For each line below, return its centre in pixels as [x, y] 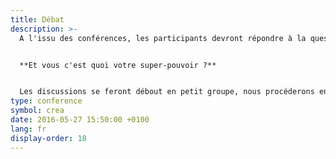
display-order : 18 [48, 138]
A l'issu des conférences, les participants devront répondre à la [163, 38]
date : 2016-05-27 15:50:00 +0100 [80, 120]
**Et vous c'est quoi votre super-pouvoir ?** [118, 65]
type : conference [46, 101]
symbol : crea [37, 111]
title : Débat [37, 19]
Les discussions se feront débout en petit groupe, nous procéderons [167, 92]
